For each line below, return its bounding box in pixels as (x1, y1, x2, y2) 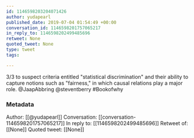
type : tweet (6, 47, 35, 53)
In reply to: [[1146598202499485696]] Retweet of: (66, 119, 189, 126)
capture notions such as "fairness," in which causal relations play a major (6, 80, 183, 87)
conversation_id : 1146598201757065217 (6, 25, 101, 31)
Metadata (6, 100, 34, 108)
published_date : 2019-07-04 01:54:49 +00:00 (6, 19, 117, 25)
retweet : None (6, 36, 41, 42)
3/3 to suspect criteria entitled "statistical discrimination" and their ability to (6, 73, 189, 80)
